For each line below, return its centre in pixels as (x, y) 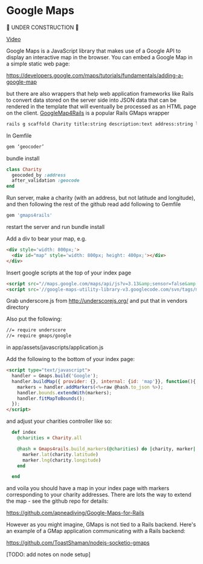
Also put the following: (34, 319)
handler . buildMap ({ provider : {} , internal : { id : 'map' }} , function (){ (104, 381)
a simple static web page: (38, 64)
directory (18, 307)
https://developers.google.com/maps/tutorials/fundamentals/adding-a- (95, 75)
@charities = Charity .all (50, 438)
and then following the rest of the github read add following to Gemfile (94, 204)
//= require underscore (36, 330)
